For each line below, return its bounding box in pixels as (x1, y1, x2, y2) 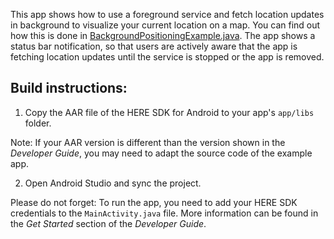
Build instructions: (10, 80, 128, 97)
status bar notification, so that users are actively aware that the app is (10, 40, 298, 52)
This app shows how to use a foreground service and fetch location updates (10, 9, 325, 20)
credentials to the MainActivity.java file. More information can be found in (10, 207, 319, 219)
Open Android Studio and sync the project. (24, 177, 202, 189)
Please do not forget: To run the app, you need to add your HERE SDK (10, 196, 298, 208)
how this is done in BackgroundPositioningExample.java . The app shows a (10, 30, 316, 41)
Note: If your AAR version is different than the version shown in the (10, 136, 286, 148)
